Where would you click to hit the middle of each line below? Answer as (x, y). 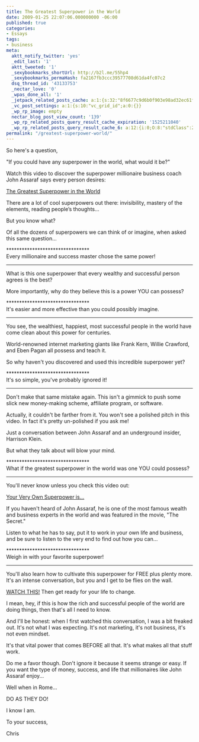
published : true (26, 23)
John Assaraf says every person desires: (56, 180)
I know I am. (21, 710)
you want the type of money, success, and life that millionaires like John (94, 669)
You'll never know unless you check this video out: (68, 485)
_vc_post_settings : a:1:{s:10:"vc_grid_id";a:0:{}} (77, 106)
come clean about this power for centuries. (59, 332)
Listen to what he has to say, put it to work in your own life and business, (95, 533)
